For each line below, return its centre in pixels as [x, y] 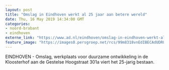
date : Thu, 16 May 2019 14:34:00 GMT [45, 19]
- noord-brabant [22, 28]
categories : [18, 24]
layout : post [19, 10]
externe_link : [20, 38]
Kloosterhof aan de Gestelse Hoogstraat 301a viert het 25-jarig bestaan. [80, 62]
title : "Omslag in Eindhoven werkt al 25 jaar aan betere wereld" [76, 14]
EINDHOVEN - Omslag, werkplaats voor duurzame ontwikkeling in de [77, 56]
